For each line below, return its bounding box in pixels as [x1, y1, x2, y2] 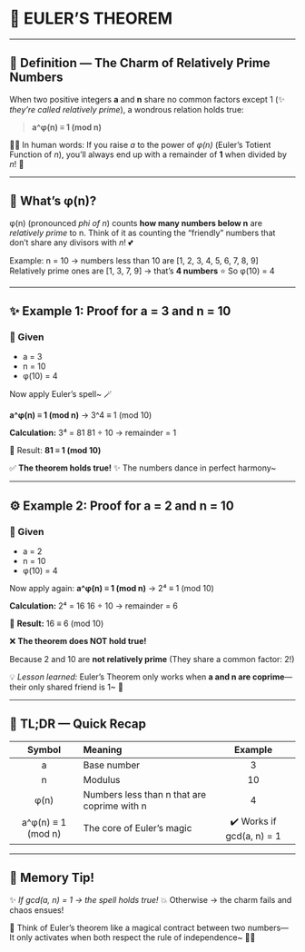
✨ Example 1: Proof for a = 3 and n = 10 [9, 303, 231, 319]
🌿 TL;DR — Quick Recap [9, 717, 147, 732]
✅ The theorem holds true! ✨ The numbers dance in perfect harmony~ [9, 462, 277, 473]
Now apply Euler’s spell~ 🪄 [9, 389, 113, 400]
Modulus [83, 773, 121, 786]
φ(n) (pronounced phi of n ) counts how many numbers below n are [9, 217, 263, 228]
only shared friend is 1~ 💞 [28, 681, 124, 692]
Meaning [83, 743, 123, 756]
